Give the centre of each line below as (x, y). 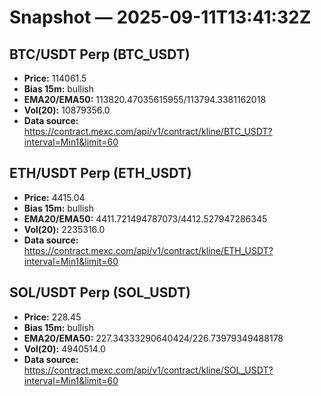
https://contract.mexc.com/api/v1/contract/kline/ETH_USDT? (148, 250)
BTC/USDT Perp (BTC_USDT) (100, 54)
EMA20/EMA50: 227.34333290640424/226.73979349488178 (153, 338)
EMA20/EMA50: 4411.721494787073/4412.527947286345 (145, 218)
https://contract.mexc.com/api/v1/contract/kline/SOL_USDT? (148, 370)
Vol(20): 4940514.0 (64, 348)
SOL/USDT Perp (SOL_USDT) (100, 292)
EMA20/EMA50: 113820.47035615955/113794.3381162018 (145, 99)
